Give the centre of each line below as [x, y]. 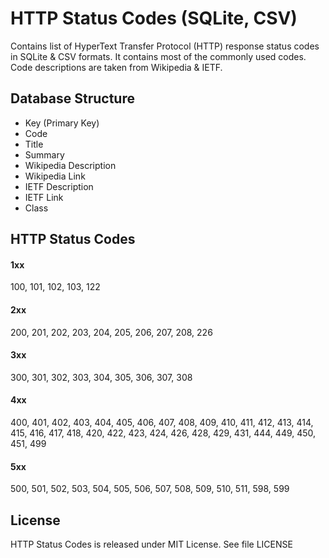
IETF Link [44, 197]
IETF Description [59, 186]
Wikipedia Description [70, 165]
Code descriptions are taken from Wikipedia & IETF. [116, 67]
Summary [44, 154]
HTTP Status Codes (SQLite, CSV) [154, 18]
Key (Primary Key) [62, 123]
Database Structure [72, 98]
